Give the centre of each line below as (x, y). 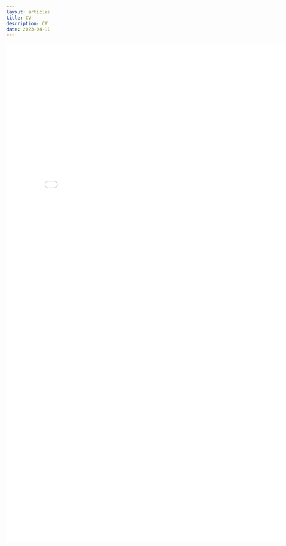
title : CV (19, 18)
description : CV (27, 23)
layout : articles (28, 12)
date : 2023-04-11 (28, 29)
